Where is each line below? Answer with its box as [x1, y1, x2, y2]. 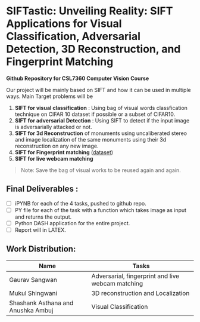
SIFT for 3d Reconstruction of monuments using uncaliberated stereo [14, 130, 187, 137]
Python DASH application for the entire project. [14, 219, 130, 226]
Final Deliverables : [6, 184, 79, 194]
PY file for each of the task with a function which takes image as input [14, 206, 186, 213]
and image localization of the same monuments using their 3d [14, 136, 167, 143]
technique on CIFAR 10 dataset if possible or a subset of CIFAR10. [14, 111, 176, 118]
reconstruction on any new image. [14, 142, 99, 149]
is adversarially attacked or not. [14, 123, 92, 130]
